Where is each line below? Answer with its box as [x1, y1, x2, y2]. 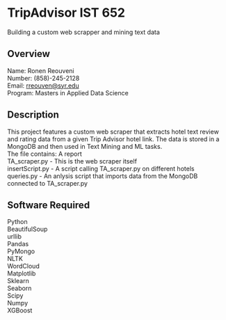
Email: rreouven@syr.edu [7, 81, 79, 90]
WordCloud [7, 262, 40, 271]
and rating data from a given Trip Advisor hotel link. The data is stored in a [7, 134, 220, 143]
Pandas [7, 240, 29, 248]
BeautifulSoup [7, 225, 48, 234]
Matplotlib [7, 269, 36, 278]
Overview [7, 48, 51, 60]
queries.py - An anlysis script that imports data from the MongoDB [7, 172, 198, 180]
